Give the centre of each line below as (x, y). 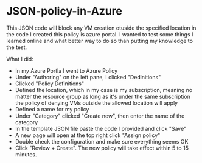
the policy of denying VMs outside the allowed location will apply (96, 103)
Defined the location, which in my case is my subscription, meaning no (104, 90)
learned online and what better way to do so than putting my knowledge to (100, 41)
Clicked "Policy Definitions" (49, 84)
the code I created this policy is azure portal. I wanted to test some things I (100, 34)
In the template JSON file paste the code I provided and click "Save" (101, 128)
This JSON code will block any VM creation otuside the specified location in (101, 28)
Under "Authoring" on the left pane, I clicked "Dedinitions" (88, 77)
